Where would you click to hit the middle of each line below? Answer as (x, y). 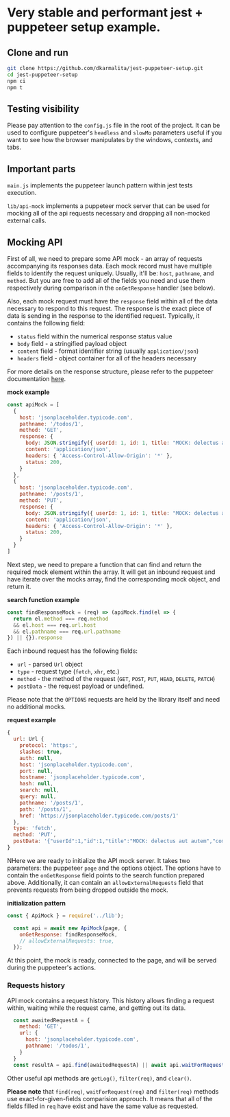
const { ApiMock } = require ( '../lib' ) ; (66, 916)
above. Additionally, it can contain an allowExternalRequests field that (105, 882)
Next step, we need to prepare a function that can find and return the (104, 564)
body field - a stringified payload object (72, 343)
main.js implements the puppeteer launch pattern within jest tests (100, 185)
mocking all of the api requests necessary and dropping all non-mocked (108, 214)
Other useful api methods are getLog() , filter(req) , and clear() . (99, 1078)
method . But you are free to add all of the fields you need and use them (106, 280)
